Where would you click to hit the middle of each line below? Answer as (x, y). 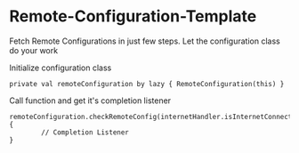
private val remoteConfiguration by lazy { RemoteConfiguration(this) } (147, 84)
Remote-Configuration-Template (133, 16)
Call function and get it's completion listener (90, 101)
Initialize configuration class (61, 68)
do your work (34, 50)
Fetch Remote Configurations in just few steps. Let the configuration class (145, 41)
